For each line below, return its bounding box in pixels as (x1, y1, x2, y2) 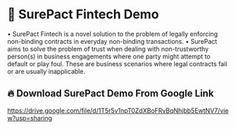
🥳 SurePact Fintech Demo (7, 6, 159, 23)
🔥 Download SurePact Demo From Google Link (7, 87, 214, 99)
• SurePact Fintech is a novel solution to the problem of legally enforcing (7, 30, 218, 38)
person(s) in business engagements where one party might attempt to (7, 52, 211, 61)
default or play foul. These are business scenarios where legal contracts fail (7, 59, 228, 68)
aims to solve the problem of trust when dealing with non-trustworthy (7, 44, 209, 53)
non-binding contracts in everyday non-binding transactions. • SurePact (7, 37, 218, 45)
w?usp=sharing (7, 113, 53, 122)
